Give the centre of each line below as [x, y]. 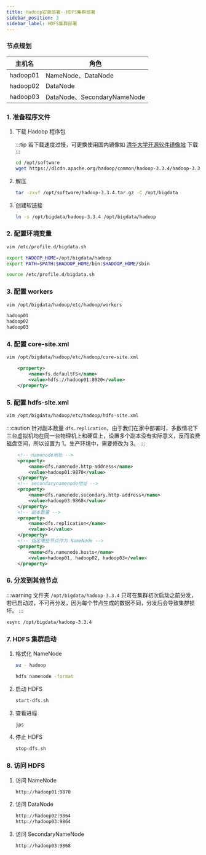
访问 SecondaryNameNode [50, 834]
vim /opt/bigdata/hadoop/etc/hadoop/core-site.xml [73, 357]
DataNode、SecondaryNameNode [95, 97]
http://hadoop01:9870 [43, 792]
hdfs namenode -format [44, 676]
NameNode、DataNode [79, 76]
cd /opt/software [38, 163]
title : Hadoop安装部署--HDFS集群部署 [51, 12]
